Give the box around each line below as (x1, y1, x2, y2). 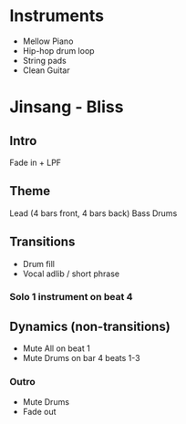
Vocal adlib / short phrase (22, 268, 120, 279)
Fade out (22, 406, 57, 417)
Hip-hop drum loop (22, 45, 95, 56)
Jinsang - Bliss (9, 97, 124, 118)
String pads (22, 55, 67, 66)
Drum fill (22, 258, 56, 269)
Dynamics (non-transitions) (9, 318, 170, 334)
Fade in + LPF (9, 157, 62, 168)
